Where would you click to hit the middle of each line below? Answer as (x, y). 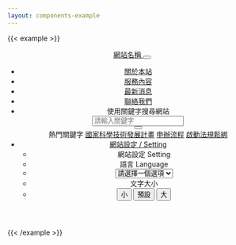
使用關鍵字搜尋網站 (138, 111)
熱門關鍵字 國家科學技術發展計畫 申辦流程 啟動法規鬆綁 (138, 134)
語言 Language (144, 164)
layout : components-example (54, 15)
